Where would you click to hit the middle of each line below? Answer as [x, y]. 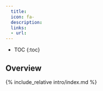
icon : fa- [23, 17]
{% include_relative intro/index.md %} [51, 82]
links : [19, 28]
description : [27, 22]
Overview [24, 68]
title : [19, 11]
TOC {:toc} [27, 50]
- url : [19, 33]
